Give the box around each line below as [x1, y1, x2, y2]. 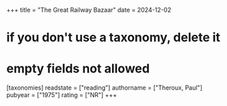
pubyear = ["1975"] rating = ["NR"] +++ [6, 91, 118, 99]
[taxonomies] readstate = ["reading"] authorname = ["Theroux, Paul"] [6, 83, 202, 92]
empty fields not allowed [6, 61, 150, 77]
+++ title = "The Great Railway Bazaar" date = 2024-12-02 [6, 6, 172, 14]
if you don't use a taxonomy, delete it [6, 30, 221, 45]
